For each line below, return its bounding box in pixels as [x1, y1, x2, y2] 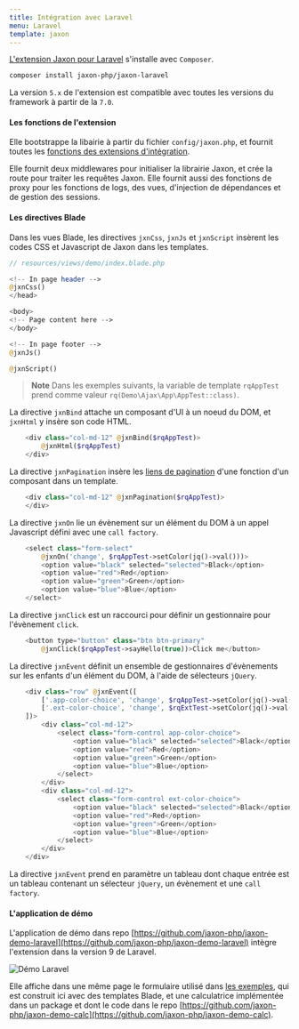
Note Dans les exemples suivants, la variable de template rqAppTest [30, 380, 279, 391]
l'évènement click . [9, 619, 79, 630]
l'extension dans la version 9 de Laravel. [9, 946, 158, 957]
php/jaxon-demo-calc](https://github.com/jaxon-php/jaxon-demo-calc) [9, 1009, 271, 1020]
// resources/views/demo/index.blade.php [9, 259, 166, 268]
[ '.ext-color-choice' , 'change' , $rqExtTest [41, 703, 209, 712]
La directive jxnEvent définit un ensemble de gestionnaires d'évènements [9, 660, 279, 671]
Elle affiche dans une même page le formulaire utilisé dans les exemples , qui [9, 981, 289, 992]
